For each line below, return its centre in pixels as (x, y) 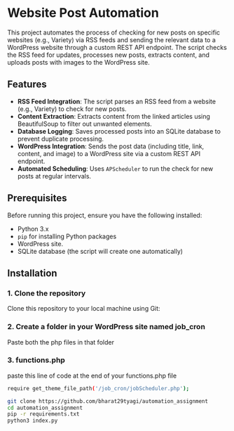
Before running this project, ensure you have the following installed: (105, 215)
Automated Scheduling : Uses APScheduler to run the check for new (115, 168)
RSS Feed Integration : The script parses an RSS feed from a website (116, 101)
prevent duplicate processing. (60, 139)
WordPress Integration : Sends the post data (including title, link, (111, 146)
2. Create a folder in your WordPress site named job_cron (106, 327)
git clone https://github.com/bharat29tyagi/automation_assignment (108, 401)
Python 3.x (33, 229)
